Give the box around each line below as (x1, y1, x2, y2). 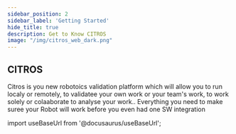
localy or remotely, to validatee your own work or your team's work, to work (7, 90, 229, 98)
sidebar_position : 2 (7, 10, 69, 18)
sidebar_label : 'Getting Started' (7, 17, 110, 24)
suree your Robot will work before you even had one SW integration (7, 105, 206, 113)
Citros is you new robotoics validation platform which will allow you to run (7, 82, 222, 91)
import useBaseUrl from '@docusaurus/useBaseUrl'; (7, 118, 161, 127)
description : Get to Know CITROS (7, 30, 107, 38)
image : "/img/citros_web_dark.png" (7, 37, 113, 44)
